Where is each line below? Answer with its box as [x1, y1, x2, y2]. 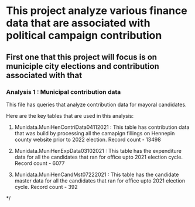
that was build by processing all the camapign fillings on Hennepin [14, 129, 175, 136]
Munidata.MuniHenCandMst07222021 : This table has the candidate [14, 171, 179, 178]
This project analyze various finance [6, 4, 187, 17]
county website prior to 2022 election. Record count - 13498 [14, 136, 161, 143]
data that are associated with [6, 16, 150, 30]
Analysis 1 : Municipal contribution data [6, 87, 121, 96]
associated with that [6, 70, 83, 80]
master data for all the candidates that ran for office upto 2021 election [14, 177, 186, 184]
